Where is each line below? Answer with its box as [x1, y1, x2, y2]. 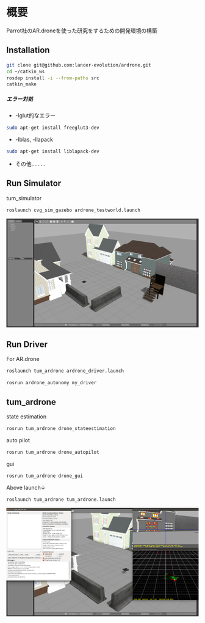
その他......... [15, 160, 46, 167]
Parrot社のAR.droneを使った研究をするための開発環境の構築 [6, 27, 157, 34]
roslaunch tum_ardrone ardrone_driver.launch [6, 368, 124, 374]
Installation [6, 45, 50, 56]
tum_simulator [6, 194, 42, 202]
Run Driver [6, 340, 48, 350]
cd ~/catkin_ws [6, 68, 45, 75]
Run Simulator [6, 178, 62, 189]
